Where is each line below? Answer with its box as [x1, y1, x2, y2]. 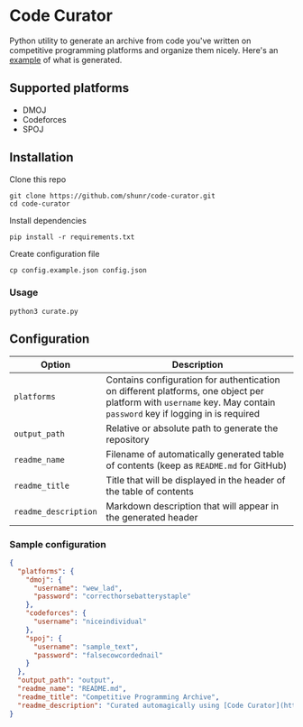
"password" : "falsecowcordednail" [32, 650, 164, 659]
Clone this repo [9, 173, 67, 185]
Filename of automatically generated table [106, 447, 285, 460]
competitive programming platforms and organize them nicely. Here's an [9, 44, 279, 55]
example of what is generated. [9, 54, 123, 65]
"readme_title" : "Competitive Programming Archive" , [17, 692, 220, 702]
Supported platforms [9, 80, 129, 96]
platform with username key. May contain [106, 396, 276, 409]
